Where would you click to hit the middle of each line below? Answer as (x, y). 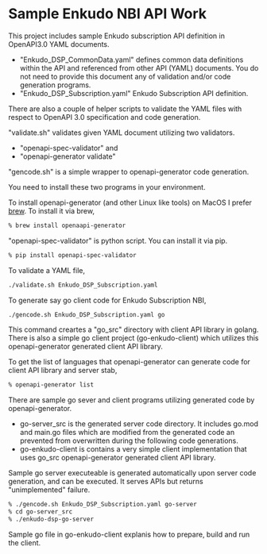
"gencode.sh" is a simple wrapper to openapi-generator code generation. (129, 171)
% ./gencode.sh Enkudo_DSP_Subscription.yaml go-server (103, 505)
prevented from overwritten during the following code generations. (129, 441)
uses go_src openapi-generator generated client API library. (118, 458)
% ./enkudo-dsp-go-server (51, 519)
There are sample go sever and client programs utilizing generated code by (132, 400)
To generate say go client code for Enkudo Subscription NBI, (107, 300)
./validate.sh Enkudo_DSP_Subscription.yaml (83, 285)
